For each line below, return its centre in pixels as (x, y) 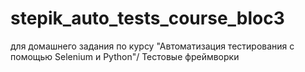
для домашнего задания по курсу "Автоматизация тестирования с (152, 46)
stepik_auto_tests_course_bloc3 (147, 18)
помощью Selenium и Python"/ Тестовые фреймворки (125, 56)
